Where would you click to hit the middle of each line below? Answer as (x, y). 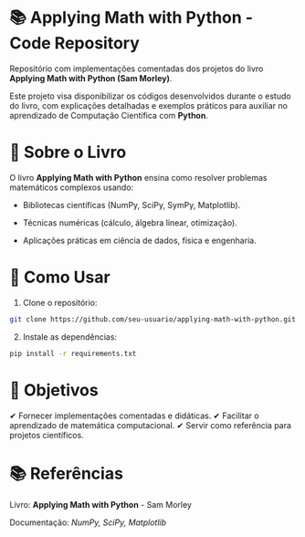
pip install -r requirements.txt (73, 353)
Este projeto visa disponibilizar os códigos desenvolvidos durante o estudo (150, 96)
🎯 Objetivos (54, 390)
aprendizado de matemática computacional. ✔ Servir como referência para (151, 425)
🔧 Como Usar (60, 277)
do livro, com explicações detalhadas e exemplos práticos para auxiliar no (148, 105)
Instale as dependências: (69, 337)
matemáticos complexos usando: (72, 187)
